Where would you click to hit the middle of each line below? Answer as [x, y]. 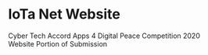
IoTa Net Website [65, 14]
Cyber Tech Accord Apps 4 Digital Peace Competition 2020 [104, 36]
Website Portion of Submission [58, 43]
